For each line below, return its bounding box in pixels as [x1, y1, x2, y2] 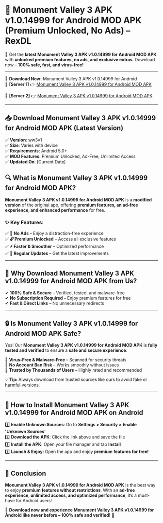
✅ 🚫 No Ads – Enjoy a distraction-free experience [5, 230, 104, 236]
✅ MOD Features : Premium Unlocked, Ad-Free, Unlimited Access [5, 153, 136, 159]
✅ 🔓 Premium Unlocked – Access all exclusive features [5, 236, 116, 242]
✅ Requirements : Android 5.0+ [5, 148, 67, 154]
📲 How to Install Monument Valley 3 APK [5, 401, 130, 409]
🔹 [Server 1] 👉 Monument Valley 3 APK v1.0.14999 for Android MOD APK [5, 81, 152, 87]
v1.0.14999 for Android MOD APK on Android [5, 408, 143, 416]
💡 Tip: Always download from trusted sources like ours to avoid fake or [5, 377, 147, 382]
